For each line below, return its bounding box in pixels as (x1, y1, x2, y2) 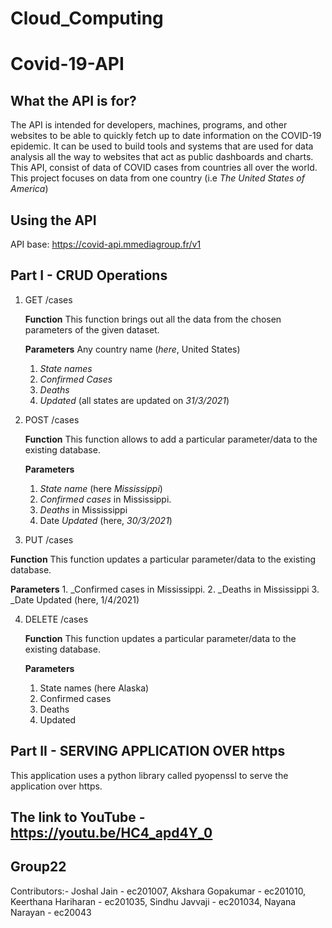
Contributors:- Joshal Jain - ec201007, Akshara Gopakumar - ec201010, (10, 885, 307, 897)
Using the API (10, 212, 97, 229)
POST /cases (24, 413, 80, 426)
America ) (10, 183, 49, 195)
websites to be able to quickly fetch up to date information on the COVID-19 (10, 130, 322, 142)
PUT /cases (24, 533, 74, 546)
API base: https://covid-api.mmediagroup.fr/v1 (10, 238, 202, 250)
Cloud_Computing (10, 7, 164, 30)
